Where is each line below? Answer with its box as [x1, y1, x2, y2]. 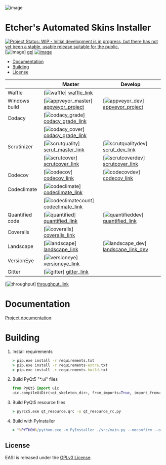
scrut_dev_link [103, 146, 136, 153]
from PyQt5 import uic [12, 386, 59, 391]
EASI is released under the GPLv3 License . [5, 454, 92, 461]
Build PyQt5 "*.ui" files [12, 376, 58, 382]
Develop [121, 81, 141, 88]
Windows [7, 97, 30, 104]
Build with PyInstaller [12, 418, 55, 424]
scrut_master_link [43, 146, 85, 153]
